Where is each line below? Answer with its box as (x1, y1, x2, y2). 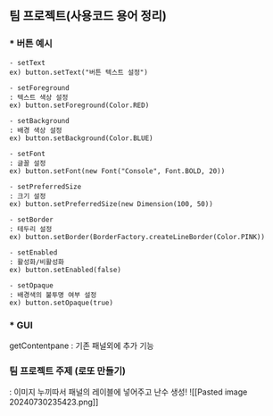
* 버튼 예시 (9, 37, 54, 50)
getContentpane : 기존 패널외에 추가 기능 (9, 340, 154, 351)
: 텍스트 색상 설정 (9, 93, 69, 102)
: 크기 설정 (9, 191, 46, 201)
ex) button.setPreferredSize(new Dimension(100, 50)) (9, 199, 214, 208)
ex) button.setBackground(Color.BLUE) (9, 133, 153, 143)
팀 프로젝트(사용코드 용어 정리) (9, 8, 167, 24)
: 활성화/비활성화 (9, 257, 65, 266)
